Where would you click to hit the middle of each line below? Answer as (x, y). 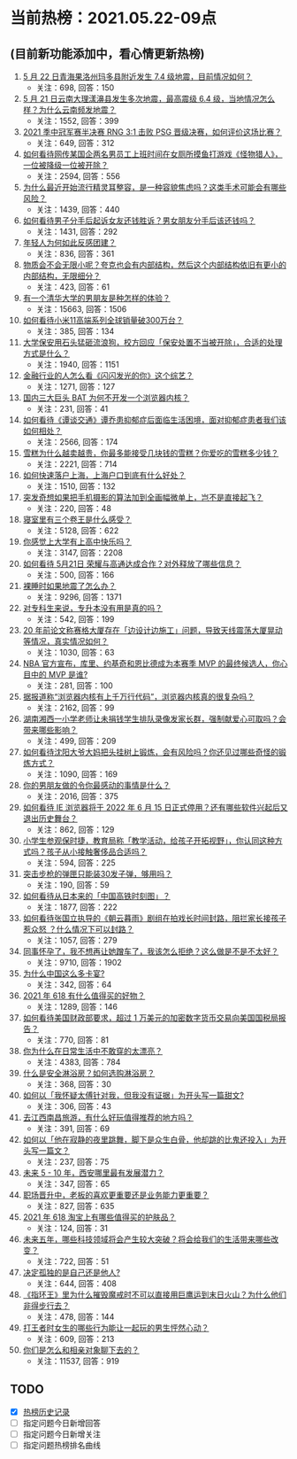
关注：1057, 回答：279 (76, 940)
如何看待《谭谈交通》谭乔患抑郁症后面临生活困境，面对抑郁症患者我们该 (154, 420)
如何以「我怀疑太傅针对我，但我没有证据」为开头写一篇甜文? (133, 1095)
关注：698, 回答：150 (75, 88)
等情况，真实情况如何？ (65, 641)
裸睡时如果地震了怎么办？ (69, 586)
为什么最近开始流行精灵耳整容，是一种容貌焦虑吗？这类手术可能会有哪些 (154, 187)
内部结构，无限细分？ (61, 276)
